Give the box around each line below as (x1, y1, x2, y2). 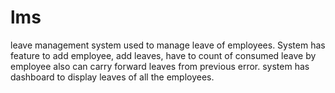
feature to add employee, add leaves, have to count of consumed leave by (10, 49, 317, 61)
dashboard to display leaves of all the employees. (10, 71, 215, 83)
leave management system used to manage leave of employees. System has (10, 39, 326, 51)
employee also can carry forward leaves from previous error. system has (10, 60, 310, 72)
